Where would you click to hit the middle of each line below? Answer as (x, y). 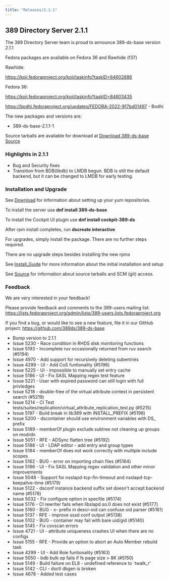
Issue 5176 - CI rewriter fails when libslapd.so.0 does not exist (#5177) (85, 504)
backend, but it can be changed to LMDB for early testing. (73, 176)
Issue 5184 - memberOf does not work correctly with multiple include (85, 451)
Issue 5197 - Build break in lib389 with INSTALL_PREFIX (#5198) (79, 413)
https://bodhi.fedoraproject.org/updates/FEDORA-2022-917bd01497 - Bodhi (84, 107)
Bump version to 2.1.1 (34, 338)
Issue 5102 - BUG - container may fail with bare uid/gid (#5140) (78, 520)
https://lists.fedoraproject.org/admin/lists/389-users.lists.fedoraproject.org (83, 313)
